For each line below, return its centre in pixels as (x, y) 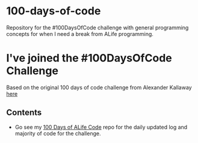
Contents (24, 113)
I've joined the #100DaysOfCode (89, 58)
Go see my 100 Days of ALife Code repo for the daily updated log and (101, 127)
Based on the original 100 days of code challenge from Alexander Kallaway (99, 87)
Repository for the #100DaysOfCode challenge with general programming (97, 28)
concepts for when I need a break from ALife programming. (80, 34)
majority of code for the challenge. (58, 133)
